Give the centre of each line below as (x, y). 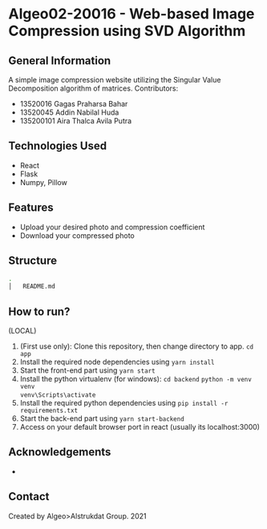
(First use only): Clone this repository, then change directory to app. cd (137, 346)
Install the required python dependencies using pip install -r (124, 403)
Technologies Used (57, 146)
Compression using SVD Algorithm (127, 31)
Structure (33, 261)
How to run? (39, 311)
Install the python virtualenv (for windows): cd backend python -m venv (136, 379)
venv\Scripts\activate (58, 395)
